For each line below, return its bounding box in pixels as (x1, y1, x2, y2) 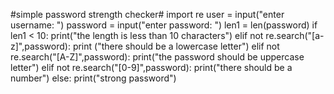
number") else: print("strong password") (10, 72, 177, 84)
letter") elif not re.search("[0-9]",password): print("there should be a (10, 62, 293, 73)
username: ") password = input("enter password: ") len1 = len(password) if (10, 19, 318, 31)
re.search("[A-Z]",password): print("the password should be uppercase (10, 51, 305, 63)
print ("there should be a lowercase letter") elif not (72, 40, 280, 52)
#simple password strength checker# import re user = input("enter (10, 9, 285, 20)
